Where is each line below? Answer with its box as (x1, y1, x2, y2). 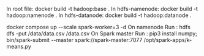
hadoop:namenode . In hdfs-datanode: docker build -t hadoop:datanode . (6, 12, 192, 19)
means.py (6, 43, 32, 50)
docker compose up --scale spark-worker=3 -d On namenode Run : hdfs (6, 24, 191, 30)
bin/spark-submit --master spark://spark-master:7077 (6, 37, 143, 43)
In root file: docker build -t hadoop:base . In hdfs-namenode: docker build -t (6, 5, 198, 12)
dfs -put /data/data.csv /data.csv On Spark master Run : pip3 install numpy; (6, 30, 197, 37)
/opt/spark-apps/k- (143, 37, 192, 43)
